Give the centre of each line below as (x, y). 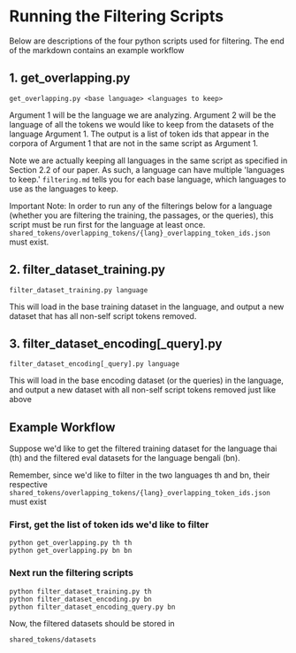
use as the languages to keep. (64, 189)
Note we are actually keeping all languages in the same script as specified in (148, 160)
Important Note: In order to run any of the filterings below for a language (140, 206)
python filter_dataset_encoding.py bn (80, 599)
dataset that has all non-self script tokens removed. (103, 315)
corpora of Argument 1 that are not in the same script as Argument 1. (134, 143)
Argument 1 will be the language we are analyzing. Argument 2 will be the (143, 115)
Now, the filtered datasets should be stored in (92, 623)
